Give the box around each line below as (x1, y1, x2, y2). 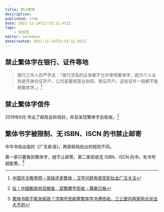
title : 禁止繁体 (5, 7, 35, 12)
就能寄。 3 (5, 159, 25, 166)
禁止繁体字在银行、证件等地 (5, 58, 89, 66)
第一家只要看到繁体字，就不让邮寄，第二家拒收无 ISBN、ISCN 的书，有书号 (5, 154, 156, 160)
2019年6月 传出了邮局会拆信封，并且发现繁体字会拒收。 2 (5, 113, 120, 120)
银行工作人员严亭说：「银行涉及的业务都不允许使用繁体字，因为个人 (17, 72, 152, 78)
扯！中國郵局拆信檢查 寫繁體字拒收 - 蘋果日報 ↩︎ (12, 186, 112, 192)
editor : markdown (5, 35, 41, 39)
